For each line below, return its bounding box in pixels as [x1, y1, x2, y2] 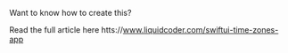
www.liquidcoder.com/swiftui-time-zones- [122, 25, 279, 34]
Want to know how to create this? [9, 8, 132, 18]
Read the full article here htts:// [9, 25, 123, 34]
